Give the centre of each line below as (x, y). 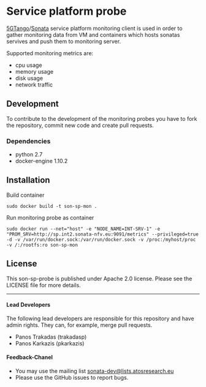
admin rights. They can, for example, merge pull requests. (79, 325)
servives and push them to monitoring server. (64, 41)
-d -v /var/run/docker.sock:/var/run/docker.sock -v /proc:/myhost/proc (101, 239)
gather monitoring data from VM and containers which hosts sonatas (93, 34)
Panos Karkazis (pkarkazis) (50, 343)
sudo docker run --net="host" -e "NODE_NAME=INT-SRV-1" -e (83, 229)
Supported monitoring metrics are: (50, 53)
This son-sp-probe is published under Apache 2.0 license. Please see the (99, 278)
